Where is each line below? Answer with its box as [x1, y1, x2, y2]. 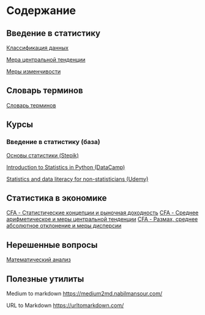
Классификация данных [6, 44, 69, 51]
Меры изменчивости [6, 68, 61, 75]
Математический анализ [6, 256, 72, 263]
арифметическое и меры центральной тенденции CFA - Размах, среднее [6, 215, 198, 223]
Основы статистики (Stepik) [6, 151, 80, 159]
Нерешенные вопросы [6, 239, 98, 250]
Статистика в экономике [6, 193, 107, 203]
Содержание [6, 4, 76, 18]
